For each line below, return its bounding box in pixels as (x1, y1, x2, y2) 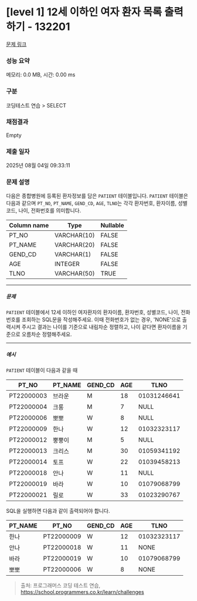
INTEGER (55, 260, 80, 268)
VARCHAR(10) (55, 231, 95, 240)
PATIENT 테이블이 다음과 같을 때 (6, 367, 78, 374)
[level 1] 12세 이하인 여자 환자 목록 (6, 5, 162, 19)
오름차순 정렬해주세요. (21, 331, 72, 338)
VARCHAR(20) (55, 241, 95, 249)
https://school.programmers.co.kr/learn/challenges (20, 589, 145, 596)
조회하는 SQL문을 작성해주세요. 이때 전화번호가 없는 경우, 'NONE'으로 (21, 316, 181, 323)
